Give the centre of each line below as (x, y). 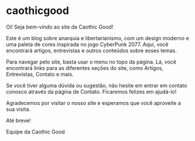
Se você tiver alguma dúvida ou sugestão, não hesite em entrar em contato (97, 85)
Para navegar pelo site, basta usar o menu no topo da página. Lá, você (91, 62)
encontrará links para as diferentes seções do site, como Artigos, (85, 68)
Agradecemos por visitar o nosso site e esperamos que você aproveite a (94, 103)
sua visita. (18, 109)
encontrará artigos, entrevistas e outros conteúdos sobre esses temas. (91, 50)
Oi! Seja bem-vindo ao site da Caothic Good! (60, 27)
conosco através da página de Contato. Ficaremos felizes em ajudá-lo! (91, 91)
